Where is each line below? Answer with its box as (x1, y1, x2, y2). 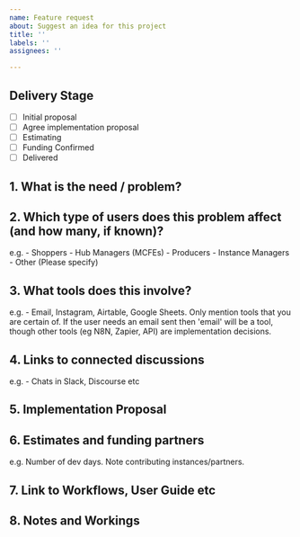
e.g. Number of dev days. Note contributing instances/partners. (9, 456, 245, 468)
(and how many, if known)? (9, 224, 164, 239)
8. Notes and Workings (9, 514, 141, 529)
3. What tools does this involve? (9, 282, 192, 298)
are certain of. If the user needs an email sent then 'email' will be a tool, (9, 317, 274, 327)
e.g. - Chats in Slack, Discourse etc (9, 376, 140, 387)
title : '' (9, 30, 47, 39)
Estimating (22, 132, 62, 143)
